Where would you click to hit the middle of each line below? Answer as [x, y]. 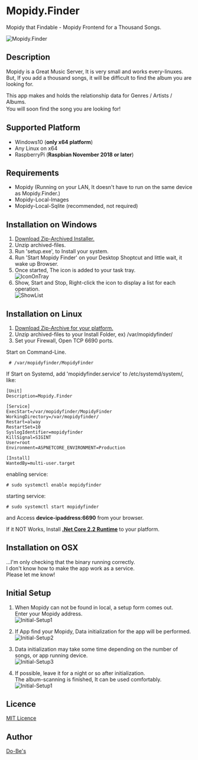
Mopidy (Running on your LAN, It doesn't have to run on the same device [103, 187]
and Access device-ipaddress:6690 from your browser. [75, 518]
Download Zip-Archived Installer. [54, 239]
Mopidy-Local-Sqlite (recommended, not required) [76, 206]
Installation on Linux [44, 314]
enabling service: [27, 474]
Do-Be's [16, 751]
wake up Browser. [37, 264]
